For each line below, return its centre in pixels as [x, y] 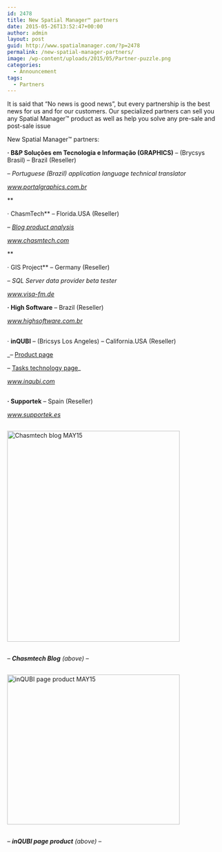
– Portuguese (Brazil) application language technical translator [97, 174]
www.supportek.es [34, 415]
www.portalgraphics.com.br [47, 187]
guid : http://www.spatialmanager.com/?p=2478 [73, 46]
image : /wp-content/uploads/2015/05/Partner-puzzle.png [89, 59]
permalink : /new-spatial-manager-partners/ [71, 53]
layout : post [26, 39]
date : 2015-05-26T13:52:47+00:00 [55, 26]
